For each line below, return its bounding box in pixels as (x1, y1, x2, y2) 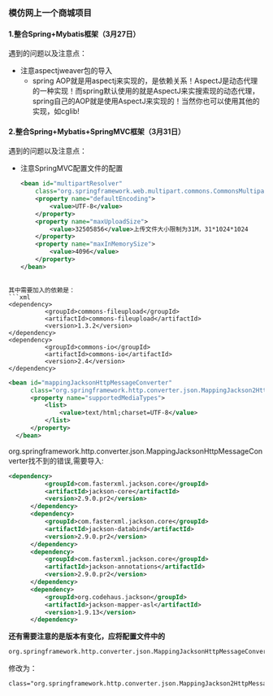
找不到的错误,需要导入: (28, 455, 104, 465)
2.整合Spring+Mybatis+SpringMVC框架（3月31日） (8, 126, 185, 136)
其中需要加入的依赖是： (8, 286, 76, 294)
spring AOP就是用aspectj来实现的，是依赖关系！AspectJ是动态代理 (32, 76, 258, 86)
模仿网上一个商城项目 (8, 7, 92, 18)
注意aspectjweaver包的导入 (19, 66, 113, 76)
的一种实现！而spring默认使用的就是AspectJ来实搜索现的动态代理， (32, 86, 260, 96)
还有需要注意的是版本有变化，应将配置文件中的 (8, 632, 165, 642)
